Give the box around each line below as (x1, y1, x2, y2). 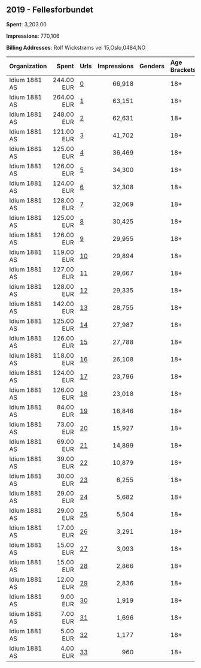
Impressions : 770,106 (6, 32, 60, 40)
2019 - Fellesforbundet (6, 5, 94, 15)
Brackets (170, 65, 196, 74)
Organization (9, 62, 47, 70)
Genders (139, 62, 165, 70)
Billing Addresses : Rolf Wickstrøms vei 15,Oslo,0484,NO (6, 44, 146, 51)
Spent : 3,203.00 (6, 20, 47, 28)
